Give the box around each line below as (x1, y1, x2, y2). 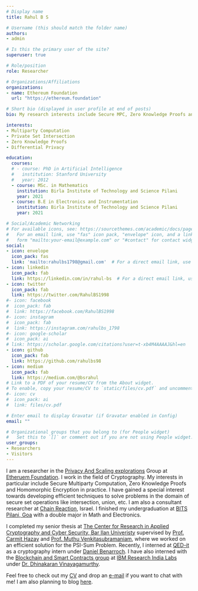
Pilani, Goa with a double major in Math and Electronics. (6, 511, 141, 518)
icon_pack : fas (11, 254, 49, 260)
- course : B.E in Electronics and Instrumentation (11, 199, 138, 205)
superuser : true (6, 52, 46, 58)
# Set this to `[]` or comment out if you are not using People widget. (6, 434, 194, 441)
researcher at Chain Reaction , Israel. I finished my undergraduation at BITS (6, 505, 187, 512)
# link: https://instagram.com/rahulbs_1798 (6, 325, 120, 331)
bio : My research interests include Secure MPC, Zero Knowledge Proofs (6, 112, 186, 118)
